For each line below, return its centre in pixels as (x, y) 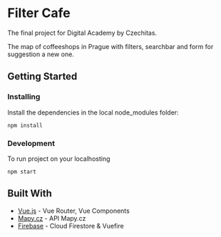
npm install (25, 125)
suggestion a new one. (41, 54)
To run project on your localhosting (59, 159)
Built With (30, 194)
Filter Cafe (39, 13)
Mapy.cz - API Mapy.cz (52, 218)
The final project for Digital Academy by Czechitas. (82, 33)
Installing (24, 97)
